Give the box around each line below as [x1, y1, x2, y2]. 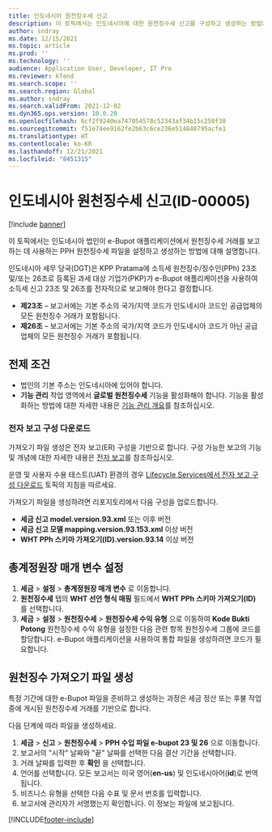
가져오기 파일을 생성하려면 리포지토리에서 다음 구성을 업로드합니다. [8, 497, 219, 507]
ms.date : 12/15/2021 [8, 34, 79, 43]
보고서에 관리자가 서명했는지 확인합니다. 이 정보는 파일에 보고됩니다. [19, 798, 235, 808]
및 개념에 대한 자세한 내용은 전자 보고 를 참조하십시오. [8, 452, 175, 462]
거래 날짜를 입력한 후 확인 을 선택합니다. [19, 758, 146, 767]
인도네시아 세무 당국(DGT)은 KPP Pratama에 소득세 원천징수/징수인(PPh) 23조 [8, 264, 257, 274]
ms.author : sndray [8, 95, 70, 103]
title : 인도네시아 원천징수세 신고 [8, 11, 108, 20]
